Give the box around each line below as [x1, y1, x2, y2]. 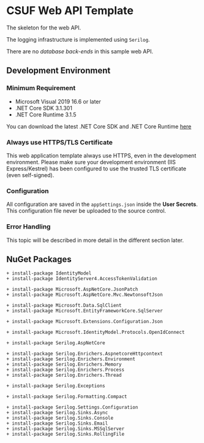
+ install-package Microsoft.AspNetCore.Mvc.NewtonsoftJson [6, 292, 164, 298]
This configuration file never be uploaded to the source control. [6, 207, 167, 214]
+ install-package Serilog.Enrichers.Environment [6, 356, 136, 362]
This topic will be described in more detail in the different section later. [6, 237, 184, 244]
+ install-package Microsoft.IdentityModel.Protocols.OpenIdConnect [6, 329, 185, 336]
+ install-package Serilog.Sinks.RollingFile [6, 431, 124, 437]
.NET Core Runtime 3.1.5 [15, 111, 77, 118]
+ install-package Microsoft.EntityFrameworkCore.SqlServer [6, 308, 164, 314]
